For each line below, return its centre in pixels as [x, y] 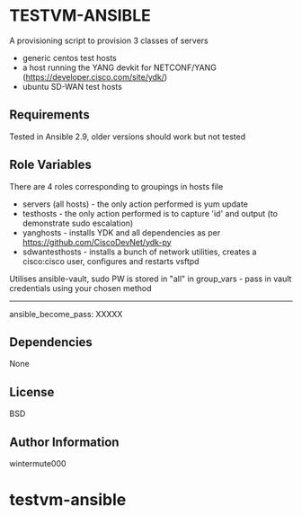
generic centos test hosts [69, 58]
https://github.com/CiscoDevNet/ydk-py [97, 242]
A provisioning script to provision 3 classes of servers [109, 40]
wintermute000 [38, 463]
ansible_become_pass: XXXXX [66, 314]
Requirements [49, 115]
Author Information [64, 442]
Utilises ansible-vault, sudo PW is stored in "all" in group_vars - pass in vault [151, 279]
